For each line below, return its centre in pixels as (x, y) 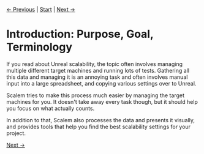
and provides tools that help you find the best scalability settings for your (99, 127)
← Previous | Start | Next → (41, 9)
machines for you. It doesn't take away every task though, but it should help (102, 101)
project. (16, 133)
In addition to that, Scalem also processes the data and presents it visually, (100, 120)
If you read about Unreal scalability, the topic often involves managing (94, 64)
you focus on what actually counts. (51, 108)
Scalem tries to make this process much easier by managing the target (96, 95)
